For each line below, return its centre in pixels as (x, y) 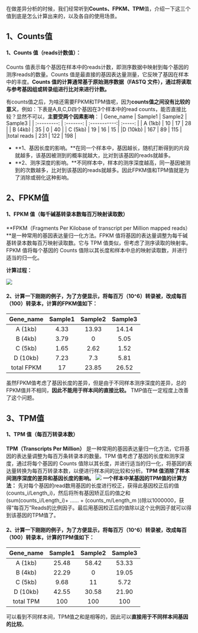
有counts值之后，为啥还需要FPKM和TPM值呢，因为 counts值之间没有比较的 (98, 102)
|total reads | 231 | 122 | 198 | (41, 135)
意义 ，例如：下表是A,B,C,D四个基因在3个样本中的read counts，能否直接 (94, 109)
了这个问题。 (22, 398)
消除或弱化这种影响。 (46, 177)
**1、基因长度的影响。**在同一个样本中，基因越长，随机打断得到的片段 (102, 148)
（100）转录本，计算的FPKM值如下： (52, 303)
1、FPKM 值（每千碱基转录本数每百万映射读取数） (67, 214)
